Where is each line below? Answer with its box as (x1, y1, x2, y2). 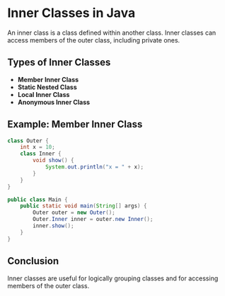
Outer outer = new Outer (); (33, 209, 115, 217)
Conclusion (7, 255, 59, 267)
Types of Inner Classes (7, 57, 111, 69)
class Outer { (7, 137, 50, 144)
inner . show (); (33, 222, 74, 229)
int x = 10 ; (20, 144, 55, 151)
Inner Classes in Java (7, 5, 136, 21)
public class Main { (7, 196, 69, 203)
